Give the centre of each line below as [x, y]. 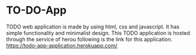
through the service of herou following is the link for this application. [89, 39]
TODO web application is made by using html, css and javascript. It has [93, 27]
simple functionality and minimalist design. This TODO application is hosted [98, 33]
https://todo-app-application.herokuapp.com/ [62, 46]
